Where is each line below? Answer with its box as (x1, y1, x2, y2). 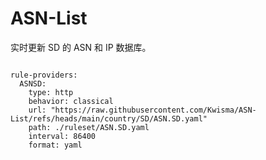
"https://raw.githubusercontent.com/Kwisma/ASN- (50, 105, 257, 115)
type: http (28, 87, 74, 97)
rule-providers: (10, 70, 78, 80)
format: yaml (28, 140, 83, 150)
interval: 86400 (28, 131, 97, 141)
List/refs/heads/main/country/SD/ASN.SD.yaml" (10, 113, 208, 124)
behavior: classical (28, 96, 114, 106)
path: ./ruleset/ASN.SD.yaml (28, 122, 150, 132)
